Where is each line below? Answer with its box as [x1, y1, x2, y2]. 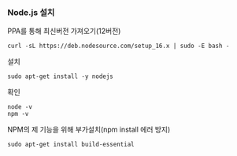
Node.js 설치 [7, 6, 55, 17]
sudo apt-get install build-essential [7, 140, 135, 149]
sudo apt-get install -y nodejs [7, 72, 113, 80]
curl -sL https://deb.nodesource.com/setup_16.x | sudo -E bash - [7, 42, 230, 50]
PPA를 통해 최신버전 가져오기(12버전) [7, 26, 121, 36]
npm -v [7, 110, 29, 118]
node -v [7, 103, 33, 111]
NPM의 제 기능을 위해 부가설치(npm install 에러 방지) [7, 124, 171, 135]
